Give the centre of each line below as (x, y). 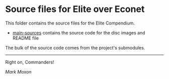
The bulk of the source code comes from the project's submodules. (75, 47)
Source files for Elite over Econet (75, 9)
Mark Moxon (18, 71)
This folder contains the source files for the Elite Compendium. (70, 23)
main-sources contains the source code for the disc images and (79, 32)
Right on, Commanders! (30, 62)
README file (26, 38)
